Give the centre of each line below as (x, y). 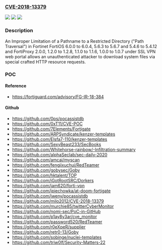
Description (19, 31)
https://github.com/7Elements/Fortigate (51, 129)
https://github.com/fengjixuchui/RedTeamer (56, 165)
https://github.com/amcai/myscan (46, 160)
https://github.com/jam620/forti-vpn (48, 185)
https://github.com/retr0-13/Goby (45, 232)
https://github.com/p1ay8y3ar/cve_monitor (54, 217)
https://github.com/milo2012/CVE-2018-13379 (58, 201)
